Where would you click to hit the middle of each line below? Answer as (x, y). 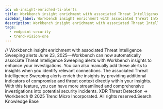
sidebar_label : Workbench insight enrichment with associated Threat (77, 18)
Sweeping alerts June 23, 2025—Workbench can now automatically (73, 55)
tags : (10, 27)
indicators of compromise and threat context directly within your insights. (78, 81)
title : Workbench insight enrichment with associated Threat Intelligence (82, 14)
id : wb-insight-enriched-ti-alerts (41, 9)
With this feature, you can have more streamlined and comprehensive (74, 86)
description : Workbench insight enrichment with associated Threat (75, 23)
